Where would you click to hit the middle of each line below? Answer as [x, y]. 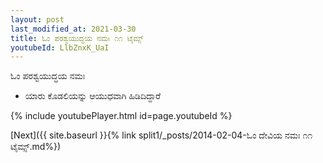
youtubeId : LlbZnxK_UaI [60, 47]
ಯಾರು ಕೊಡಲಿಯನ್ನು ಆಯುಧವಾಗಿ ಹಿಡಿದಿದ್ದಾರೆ [93, 96]
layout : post [37, 19]
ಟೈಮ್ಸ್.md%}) [36, 147]
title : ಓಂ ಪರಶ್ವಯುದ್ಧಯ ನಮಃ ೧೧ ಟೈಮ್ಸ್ [77, 38]
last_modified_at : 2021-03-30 [73, 29]
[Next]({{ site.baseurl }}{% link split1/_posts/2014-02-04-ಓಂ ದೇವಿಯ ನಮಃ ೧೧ [161, 135]
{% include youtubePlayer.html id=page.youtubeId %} [121, 116]
